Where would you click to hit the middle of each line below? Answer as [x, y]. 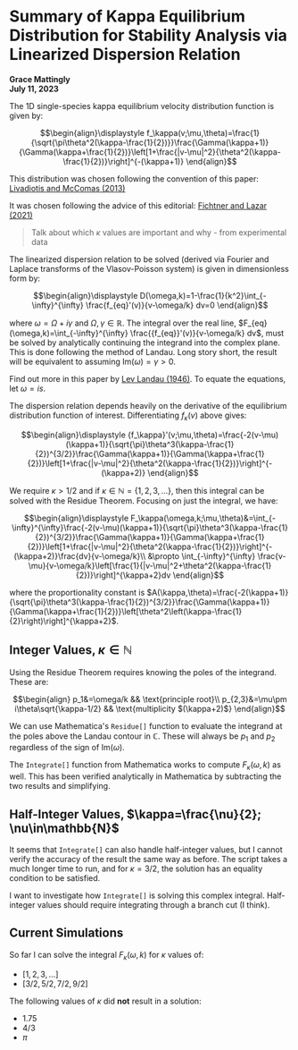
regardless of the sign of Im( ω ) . [67, 748]
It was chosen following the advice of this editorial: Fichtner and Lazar [138, 205]
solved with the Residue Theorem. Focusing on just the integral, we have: [144, 500]
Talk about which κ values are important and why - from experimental [159, 232]
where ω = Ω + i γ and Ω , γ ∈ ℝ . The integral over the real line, [123, 323]
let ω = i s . [28, 388]
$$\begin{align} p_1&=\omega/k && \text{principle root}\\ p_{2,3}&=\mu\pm [150, 699]
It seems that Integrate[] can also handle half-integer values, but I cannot [146, 849]
